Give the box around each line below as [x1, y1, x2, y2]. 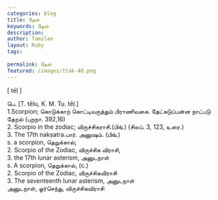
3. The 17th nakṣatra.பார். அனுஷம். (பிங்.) [7, 130, 121, 138]
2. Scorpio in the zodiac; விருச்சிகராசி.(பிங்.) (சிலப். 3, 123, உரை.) [7, 123, 185, 131]
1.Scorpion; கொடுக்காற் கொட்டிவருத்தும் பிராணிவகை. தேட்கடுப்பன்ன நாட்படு [7, 107, 211, 115]
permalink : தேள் [7, 61, 53, 68]
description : [7, 29, 44, 36]
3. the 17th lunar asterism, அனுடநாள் [7, 153, 109, 162]
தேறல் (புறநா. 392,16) [7, 114, 66, 123]
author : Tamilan [7, 36, 53, 42]
